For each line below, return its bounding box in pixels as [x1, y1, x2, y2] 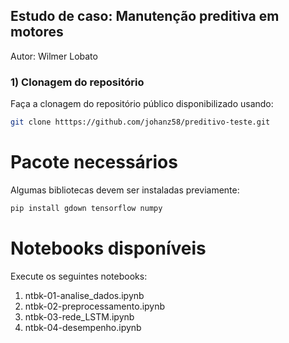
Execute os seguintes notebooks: [10, 270, 148, 282]
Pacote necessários [10, 151, 178, 174]
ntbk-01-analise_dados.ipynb [24, 289, 145, 301]
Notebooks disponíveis [10, 237, 207, 259]
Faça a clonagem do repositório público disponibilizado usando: [10, 98, 274, 110]
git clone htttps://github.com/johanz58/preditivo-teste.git [10, 117, 271, 128]
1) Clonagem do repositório [10, 75, 145, 89]
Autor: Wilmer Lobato [10, 50, 98, 62]
